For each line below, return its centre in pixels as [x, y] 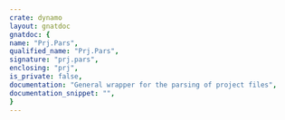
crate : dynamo [36, 18]
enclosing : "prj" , [44, 69]
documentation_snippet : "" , [62, 93]
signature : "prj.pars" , [54, 60]
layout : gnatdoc [40, 26]
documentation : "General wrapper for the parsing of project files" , [143, 85]
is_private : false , [46, 77]
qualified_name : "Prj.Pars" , [64, 51]
